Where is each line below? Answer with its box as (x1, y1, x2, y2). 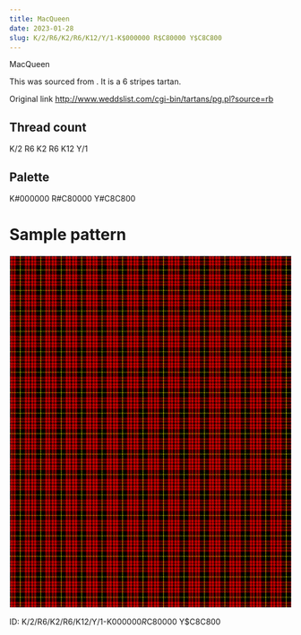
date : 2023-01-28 (9, 23, 74, 33)
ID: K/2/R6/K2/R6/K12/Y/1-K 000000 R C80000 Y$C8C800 (9, 616, 221, 627)
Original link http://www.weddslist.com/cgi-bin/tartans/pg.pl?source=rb (9, 94, 274, 105)
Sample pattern (9, 225, 127, 245)
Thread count (9, 119, 87, 134)
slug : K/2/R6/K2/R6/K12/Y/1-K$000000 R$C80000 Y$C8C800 (9, 33, 222, 42)
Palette (9, 169, 50, 184)
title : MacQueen (9, 14, 70, 23)
